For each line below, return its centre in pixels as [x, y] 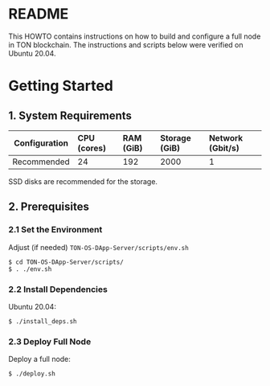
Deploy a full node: [39, 359]
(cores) [92, 148]
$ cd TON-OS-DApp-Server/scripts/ [66, 262]
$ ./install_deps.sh [43, 321]
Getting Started [61, 86]
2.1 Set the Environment [55, 230]
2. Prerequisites [49, 207]
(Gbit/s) [224, 148]
